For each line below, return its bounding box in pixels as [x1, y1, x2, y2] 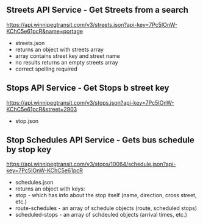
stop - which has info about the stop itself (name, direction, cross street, [15, 192, 197, 199]
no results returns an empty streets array [15, 58, 118, 66]
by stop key [6, 144, 52, 155]
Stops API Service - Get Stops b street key [6, 83, 169, 93]
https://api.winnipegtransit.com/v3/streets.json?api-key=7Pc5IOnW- [6, 21, 178, 28]
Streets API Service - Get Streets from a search [6, 5, 189, 15]
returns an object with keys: [15, 185, 85, 192]
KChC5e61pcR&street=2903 [6, 105, 77, 113]
